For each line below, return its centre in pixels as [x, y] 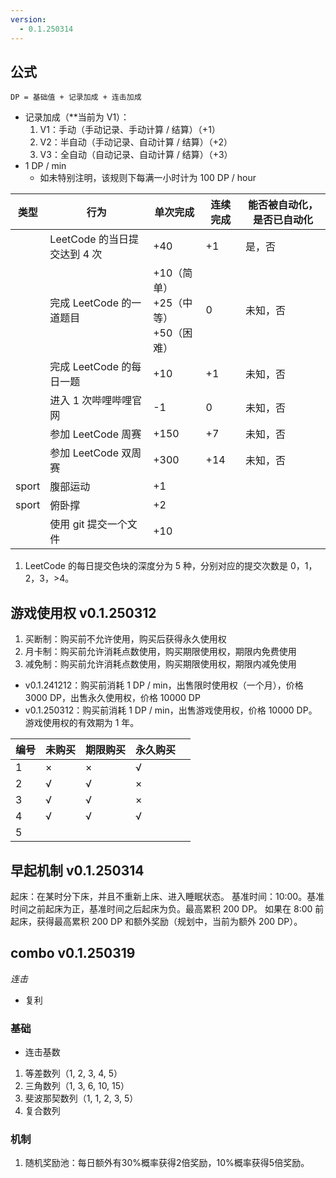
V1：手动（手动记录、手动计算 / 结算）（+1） [130, 130]
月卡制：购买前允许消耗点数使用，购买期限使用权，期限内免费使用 [160, 652]
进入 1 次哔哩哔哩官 [96, 401]
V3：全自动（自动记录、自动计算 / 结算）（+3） [136, 155]
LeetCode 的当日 [89, 239]
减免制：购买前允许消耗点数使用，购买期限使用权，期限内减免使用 [160, 664]
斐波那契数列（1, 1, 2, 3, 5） [81, 1098]
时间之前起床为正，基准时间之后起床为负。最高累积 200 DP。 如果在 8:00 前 [167, 908]
